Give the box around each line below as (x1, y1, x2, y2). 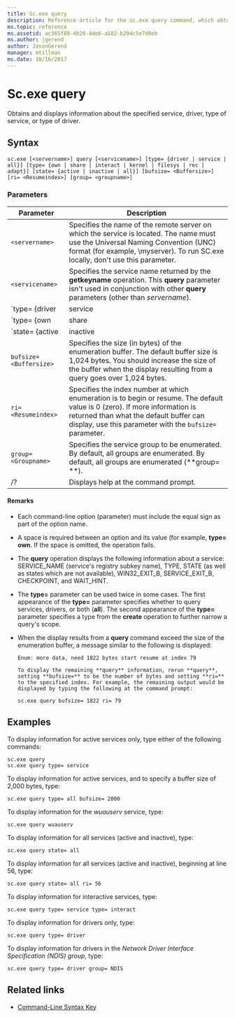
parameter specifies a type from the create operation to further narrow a (17, 613, 227, 620)
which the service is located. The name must (69, 228, 216, 238)
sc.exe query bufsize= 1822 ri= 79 (17, 697, 122, 704)
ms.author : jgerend (7, 36, 64, 43)
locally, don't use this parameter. (69, 255, 177, 265)
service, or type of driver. (7, 116, 80, 125)
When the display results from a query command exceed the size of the (17, 634, 225, 641)
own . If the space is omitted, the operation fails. (17, 541, 155, 549)
